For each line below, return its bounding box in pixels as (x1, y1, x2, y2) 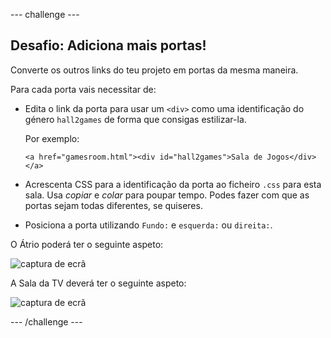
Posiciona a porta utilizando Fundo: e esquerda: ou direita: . (24, 219, 273, 231)
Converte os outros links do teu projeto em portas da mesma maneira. (10, 64, 299, 76)
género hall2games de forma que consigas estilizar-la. (24, 113, 247, 125)
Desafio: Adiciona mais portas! (10, 37, 207, 54)
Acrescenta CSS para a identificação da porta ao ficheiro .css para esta (24, 178, 322, 190)
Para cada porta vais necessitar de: (10, 83, 157, 95)
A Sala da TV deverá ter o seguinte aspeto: (10, 277, 187, 289)
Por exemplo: (24, 132, 80, 144)
